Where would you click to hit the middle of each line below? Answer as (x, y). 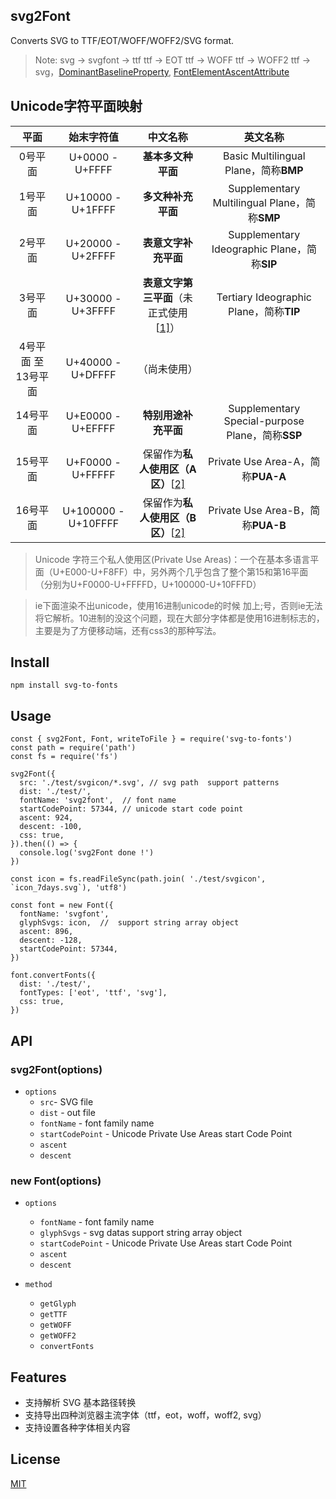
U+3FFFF (94, 311)
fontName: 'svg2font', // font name (98, 800)
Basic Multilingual (264, 156)
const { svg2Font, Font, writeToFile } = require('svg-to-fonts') (151, 739)
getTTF (53, 1315)
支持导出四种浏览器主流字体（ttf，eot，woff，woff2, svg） (145, 1415)
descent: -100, (51, 827)
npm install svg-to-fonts (64, 685)
